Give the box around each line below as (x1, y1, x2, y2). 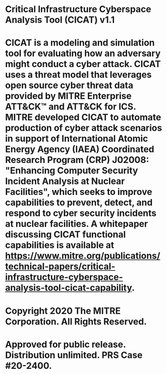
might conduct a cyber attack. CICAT (5, 59, 161, 70)
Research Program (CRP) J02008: (5, 154, 150, 166)
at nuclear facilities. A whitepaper (5, 218, 148, 230)
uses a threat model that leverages (5, 69, 152, 81)
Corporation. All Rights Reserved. (5, 316, 147, 327)
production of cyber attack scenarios (5, 122, 163, 134)
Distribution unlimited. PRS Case (5, 349, 143, 360)
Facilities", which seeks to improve (5, 186, 153, 198)
